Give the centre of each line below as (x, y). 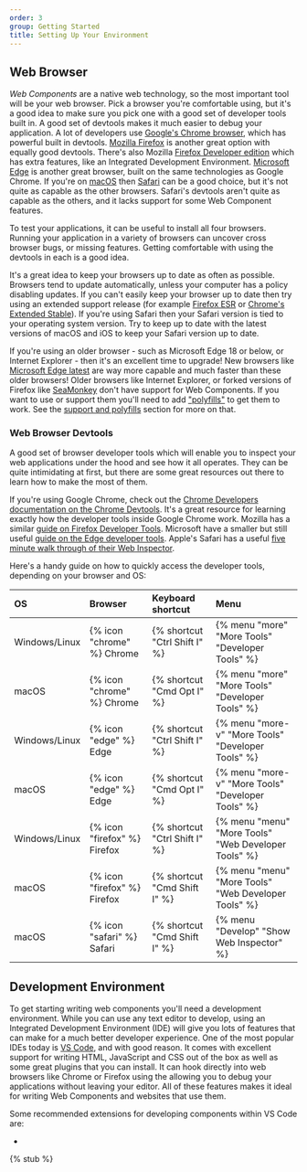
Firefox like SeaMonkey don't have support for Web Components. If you (144, 390)
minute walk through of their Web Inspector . (92, 549)
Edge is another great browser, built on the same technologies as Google (147, 172)
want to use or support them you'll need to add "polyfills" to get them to (145, 400)
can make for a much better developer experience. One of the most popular (152, 1038)
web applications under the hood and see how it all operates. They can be (149, 463)
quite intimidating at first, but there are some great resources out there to (147, 473)
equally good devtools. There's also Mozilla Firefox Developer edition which (152, 153)
